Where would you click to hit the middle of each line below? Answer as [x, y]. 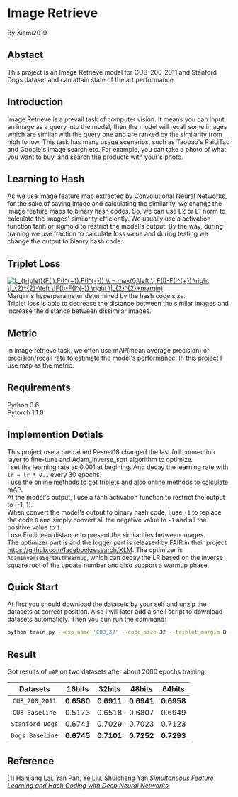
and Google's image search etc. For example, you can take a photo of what [117, 149]
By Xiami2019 [27, 33]
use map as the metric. [41, 365]
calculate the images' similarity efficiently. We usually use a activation [109, 219]
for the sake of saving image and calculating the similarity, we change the [115, 204]
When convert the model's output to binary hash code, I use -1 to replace [114, 512]
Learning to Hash [46, 179]
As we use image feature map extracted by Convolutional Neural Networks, [117, 196]
